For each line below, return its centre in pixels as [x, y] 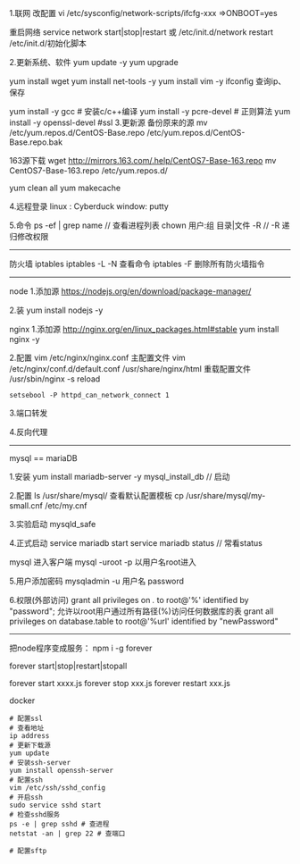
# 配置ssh [26, 780]
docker [22, 700]
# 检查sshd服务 [35, 815]
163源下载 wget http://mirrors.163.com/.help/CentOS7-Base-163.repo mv [143, 160]
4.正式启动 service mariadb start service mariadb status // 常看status [136, 543]
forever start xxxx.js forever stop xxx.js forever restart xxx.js [120, 683]
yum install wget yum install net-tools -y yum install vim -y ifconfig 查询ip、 [148, 81]
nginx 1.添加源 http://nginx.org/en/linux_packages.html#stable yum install [144, 329]
